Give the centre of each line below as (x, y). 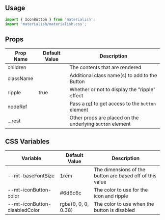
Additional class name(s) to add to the (113, 76)
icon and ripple (111, 196)
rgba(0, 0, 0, (74, 204)
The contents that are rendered (105, 67)
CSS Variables (27, 141)
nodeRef (17, 107)
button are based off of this (125, 176)
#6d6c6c (71, 193)
